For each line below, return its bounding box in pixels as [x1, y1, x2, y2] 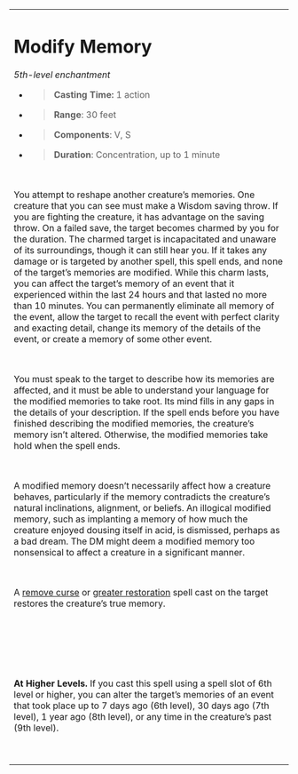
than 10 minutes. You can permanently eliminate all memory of [13, 299, 275, 312]
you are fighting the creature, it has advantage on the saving [13, 211, 264, 223]
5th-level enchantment [13, 68, 111, 81]
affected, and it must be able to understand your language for [13, 384, 270, 396]
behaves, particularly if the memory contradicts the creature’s [13, 491, 271, 503]
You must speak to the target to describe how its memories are [13, 373, 275, 386]
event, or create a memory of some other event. [13, 333, 213, 346]
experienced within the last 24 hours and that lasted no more [13, 289, 268, 301]
